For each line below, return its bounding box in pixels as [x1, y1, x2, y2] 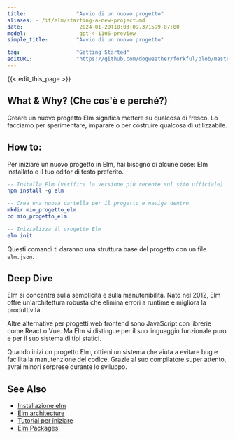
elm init [7, 232, 33, 239]
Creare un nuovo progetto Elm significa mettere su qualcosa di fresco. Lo [7, 113, 218, 122]
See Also [7, 383, 47, 395]
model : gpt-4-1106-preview [7, 29, 136, 37]
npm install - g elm [7, 187, 64, 195]
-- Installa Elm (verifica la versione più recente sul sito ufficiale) [7, 181, 224, 188]
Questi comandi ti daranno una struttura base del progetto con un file [7, 244, 207, 253]
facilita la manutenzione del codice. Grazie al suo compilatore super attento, [7, 355, 227, 364]
